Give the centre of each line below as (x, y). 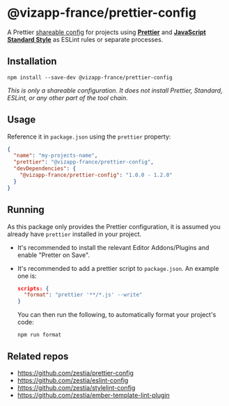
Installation (32, 62)
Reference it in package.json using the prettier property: (89, 136)
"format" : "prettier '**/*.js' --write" (83, 295)
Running (26, 210)
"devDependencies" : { (45, 169)
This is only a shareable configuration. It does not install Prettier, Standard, (115, 90)
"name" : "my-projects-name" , (56, 156)
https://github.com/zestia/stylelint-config (76, 387)
